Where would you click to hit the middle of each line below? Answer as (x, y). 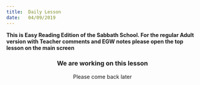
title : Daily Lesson (34, 12)
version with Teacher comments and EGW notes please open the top (95, 41)
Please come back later (102, 76)
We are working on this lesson (102, 63)
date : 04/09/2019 (31, 18)
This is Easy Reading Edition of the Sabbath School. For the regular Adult (100, 35)
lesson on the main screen (41, 48)
